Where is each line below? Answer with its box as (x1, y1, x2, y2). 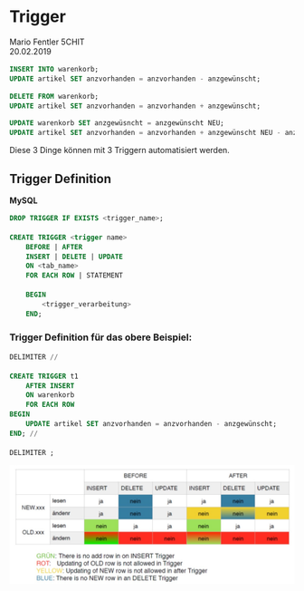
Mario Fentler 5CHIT (9, 36, 85, 47)
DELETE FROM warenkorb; (9, 92, 100, 101)
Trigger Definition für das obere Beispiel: (9, 331, 193, 344)
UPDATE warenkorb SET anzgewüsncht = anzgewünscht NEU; (9, 119, 224, 128)
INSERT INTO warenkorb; (9, 64, 100, 73)
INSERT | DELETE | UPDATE (25, 252, 124, 261)
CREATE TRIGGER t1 (9, 372, 79, 381)
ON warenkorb (25, 391, 75, 400)
